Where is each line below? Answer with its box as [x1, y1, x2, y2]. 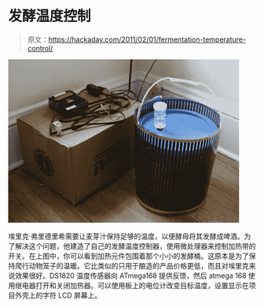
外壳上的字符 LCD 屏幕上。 [14, 290, 102, 300]
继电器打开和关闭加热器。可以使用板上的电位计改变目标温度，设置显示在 [14, 280, 249, 290]
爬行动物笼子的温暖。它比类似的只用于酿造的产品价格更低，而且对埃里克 [14, 261, 249, 270]
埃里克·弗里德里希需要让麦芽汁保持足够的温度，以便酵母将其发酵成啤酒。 [8, 231, 245, 241]
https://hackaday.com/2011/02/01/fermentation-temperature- [48, 35, 246, 44]
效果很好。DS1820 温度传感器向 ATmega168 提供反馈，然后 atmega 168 [14, 271, 247, 280]
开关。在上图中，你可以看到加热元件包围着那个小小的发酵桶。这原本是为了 [8, 251, 249, 261]
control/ [27, 43, 53, 53]
